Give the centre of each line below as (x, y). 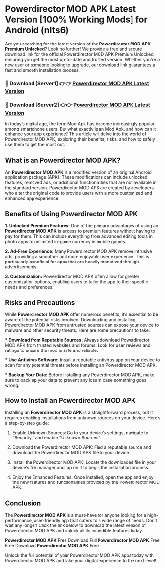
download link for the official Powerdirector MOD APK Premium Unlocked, (80, 54)
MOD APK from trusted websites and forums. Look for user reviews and (78, 345)
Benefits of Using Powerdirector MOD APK (71, 214)
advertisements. (21, 267)
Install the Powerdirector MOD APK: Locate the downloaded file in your (84, 462)
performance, (19, 521)
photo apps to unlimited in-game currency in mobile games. (66, 241)
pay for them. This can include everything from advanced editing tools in (79, 236)
